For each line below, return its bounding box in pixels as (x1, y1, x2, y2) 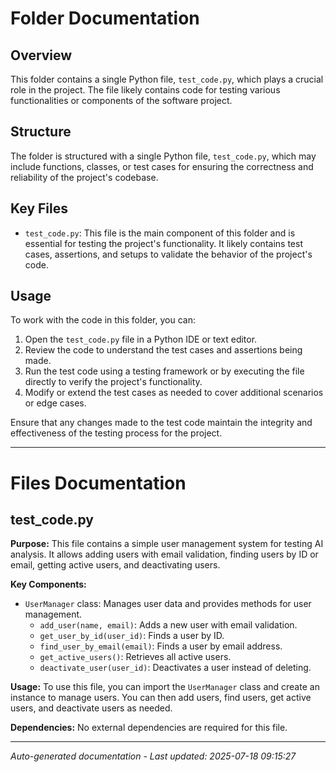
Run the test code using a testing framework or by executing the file (24, 365, 305, 377)
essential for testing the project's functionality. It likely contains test (24, 237, 303, 249)
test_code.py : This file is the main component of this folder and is (24, 227, 296, 239)
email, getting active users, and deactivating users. (10, 559, 221, 571)
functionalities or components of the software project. (10, 95, 233, 106)
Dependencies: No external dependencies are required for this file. (10, 722, 288, 734)
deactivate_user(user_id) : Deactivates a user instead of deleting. (39, 662, 312, 674)
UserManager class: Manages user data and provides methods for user (24, 598, 312, 610)
